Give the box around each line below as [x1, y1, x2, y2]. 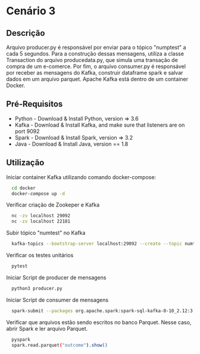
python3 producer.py [11, 285, 62, 291]
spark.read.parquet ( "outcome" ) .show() [11, 342, 108, 348]
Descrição [6, 28, 45, 38]
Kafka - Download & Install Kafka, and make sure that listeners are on [14, 121, 185, 128]
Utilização [6, 158, 45, 168]
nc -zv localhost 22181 [11, 218, 70, 224]
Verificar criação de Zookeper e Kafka [6, 201, 100, 208]
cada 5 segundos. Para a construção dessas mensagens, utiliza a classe [6, 50, 185, 57]
